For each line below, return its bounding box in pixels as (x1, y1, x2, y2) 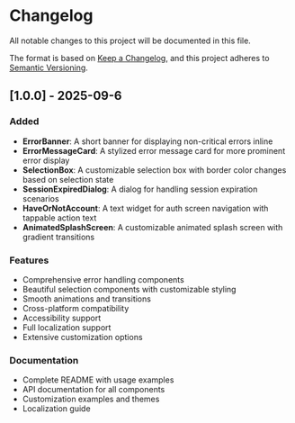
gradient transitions (22, 231, 95, 242)
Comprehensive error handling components (22, 274, 184, 284)
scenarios (22, 193, 60, 203)
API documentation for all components (22, 384, 165, 395)
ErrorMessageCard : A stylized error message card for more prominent (22, 145, 286, 156)
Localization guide (22, 403, 92, 414)
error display (22, 155, 70, 166)
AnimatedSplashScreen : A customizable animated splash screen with (22, 221, 283, 232)
